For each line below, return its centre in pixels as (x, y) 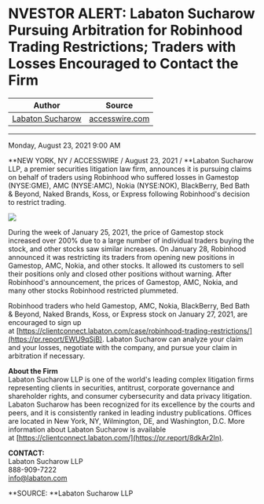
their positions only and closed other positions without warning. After (120, 274)
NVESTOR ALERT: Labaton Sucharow (132, 14)
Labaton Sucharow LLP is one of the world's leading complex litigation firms (131, 379)
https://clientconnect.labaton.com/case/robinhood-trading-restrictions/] (136, 331)
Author (47, 105)
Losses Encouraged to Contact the (123, 64)
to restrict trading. (37, 202)
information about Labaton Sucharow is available (87, 429)
